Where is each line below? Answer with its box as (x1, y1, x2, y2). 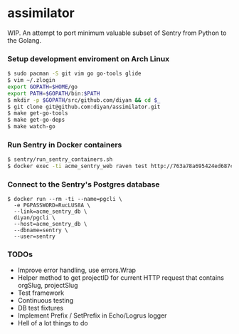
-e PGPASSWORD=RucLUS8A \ (14, 202, 91, 209)
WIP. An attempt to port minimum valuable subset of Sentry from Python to (7, 28, 227, 37)
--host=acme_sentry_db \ (14, 221, 87, 228)
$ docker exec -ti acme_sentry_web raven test (7, 162, 148, 170)
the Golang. (7, 36, 41, 44)
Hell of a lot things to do (17, 318, 88, 327)
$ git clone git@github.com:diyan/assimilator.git (7, 103, 161, 110)
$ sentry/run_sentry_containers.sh (7, 156, 113, 163)
